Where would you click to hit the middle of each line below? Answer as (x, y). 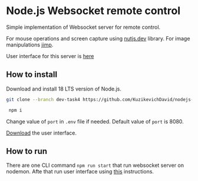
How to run (27, 151)
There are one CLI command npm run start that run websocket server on (95, 165)
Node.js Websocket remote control (93, 11)
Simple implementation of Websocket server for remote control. (83, 27)
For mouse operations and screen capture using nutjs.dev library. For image (98, 38)
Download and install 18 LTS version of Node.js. (64, 89)
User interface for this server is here (50, 56)
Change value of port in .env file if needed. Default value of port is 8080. (95, 121)
